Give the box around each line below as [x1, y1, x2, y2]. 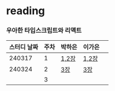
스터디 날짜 [9, 43, 39, 51]
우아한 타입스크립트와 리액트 [6, 27, 82, 35]
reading [6, 4, 46, 18]
